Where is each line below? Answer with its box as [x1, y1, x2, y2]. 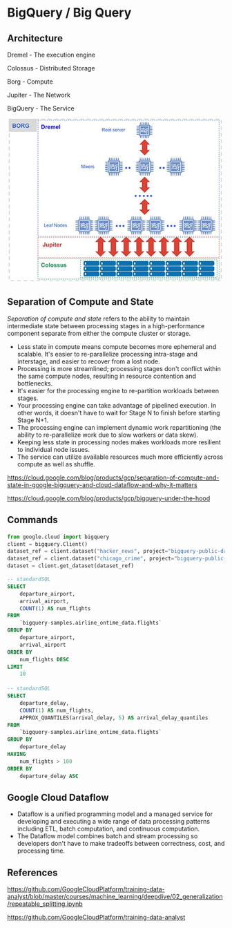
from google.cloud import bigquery [7, 533, 110, 540]
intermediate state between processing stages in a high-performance [7, 321, 205, 330]
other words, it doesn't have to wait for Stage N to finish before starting [17, 408, 220, 417]
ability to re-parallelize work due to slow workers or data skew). [17, 430, 199, 439]
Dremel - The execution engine [7, 50, 95, 59]
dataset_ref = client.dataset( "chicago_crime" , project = [7, 555, 175, 562]
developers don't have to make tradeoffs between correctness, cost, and [17, 840, 225, 848]
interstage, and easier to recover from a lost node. [17, 357, 160, 366]
